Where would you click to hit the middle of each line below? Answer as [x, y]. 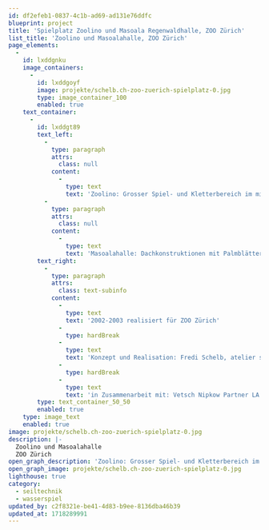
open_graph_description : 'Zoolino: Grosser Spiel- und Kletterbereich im [134, 462]
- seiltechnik [39, 491]
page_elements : [34, 46]
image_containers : [53, 68]
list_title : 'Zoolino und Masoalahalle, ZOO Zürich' [98, 38]
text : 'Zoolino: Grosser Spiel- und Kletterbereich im [159, 194]
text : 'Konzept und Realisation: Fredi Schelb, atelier [161, 358]
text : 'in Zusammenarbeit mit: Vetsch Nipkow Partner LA [163, 395]
